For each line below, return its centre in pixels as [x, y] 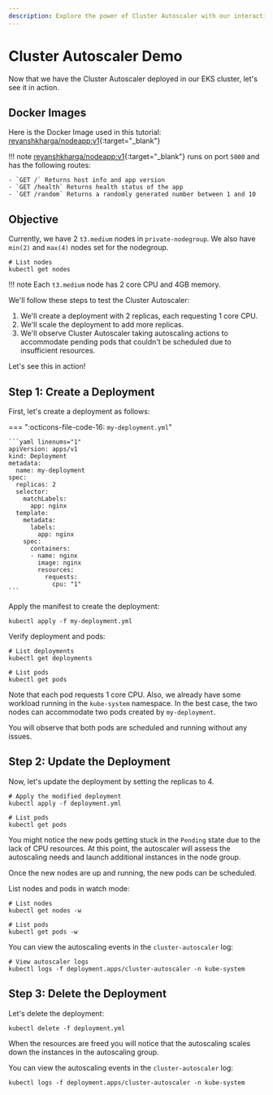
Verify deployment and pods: [57, 636]
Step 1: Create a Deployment [82, 392]
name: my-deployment [50, 470]
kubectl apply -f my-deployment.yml [70, 621]
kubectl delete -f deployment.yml [67, 1028]
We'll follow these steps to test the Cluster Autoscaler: [99, 301]
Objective [34, 219]
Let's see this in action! [47, 366]
